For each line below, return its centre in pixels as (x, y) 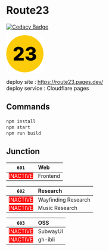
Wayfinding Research (64, 199)
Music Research (57, 208)
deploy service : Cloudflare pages (48, 88)
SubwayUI (51, 231)
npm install (21, 121)
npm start (18, 127)
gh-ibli (46, 240)
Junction (23, 151)
